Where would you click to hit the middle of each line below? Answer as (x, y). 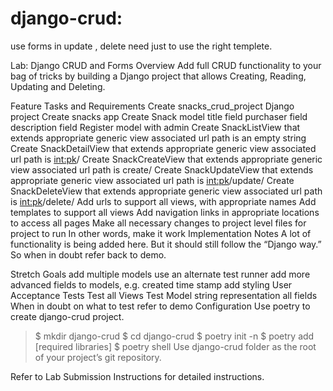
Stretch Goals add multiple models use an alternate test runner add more (160, 274)
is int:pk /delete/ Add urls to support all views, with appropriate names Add (163, 201)
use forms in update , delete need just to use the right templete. (141, 46)
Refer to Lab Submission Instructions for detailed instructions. (137, 376)
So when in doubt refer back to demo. (88, 254)
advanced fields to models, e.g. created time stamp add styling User (151, 284)
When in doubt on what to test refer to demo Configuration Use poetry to (160, 306)
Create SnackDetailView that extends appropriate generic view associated (163, 148)
